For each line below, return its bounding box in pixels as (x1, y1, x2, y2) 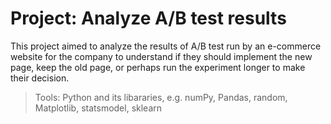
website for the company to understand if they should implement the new (10, 50, 313, 62)
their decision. (10, 72, 70, 84)
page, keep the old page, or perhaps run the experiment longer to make (10, 61, 306, 73)
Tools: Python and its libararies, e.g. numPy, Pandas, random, (34, 91, 288, 103)
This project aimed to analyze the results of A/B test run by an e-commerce (10, 40, 322, 52)
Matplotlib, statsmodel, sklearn (34, 102, 163, 114)
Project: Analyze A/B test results (10, 7, 287, 30)
